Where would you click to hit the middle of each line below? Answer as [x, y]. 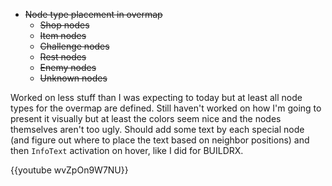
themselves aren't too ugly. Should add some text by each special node [157, 129]
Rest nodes [63, 57]
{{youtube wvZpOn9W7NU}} [69, 170]
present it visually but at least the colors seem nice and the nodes [146, 118]
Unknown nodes [73, 78]
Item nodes [63, 35]
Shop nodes [64, 25]
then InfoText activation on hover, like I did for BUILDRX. [127, 150]
